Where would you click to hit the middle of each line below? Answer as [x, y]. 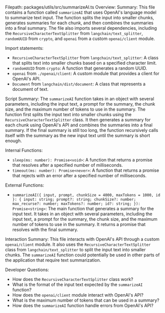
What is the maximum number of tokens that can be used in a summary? [86, 300]
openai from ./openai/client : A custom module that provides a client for [86, 73]
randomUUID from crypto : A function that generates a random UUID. [80, 68]
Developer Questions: [27, 270]
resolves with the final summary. [45, 230]
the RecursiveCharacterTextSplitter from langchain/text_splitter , [74, 33]
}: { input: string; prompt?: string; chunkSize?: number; [74, 199]
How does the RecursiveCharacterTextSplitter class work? [73, 279]
